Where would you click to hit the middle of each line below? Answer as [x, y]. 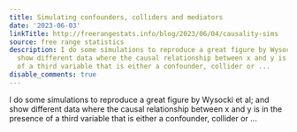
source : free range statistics [67, 42]
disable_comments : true [53, 75]
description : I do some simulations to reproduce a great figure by [138, 50]
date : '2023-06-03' [45, 26]
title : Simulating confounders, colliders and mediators [116, 17]
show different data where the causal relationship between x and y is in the [146, 109]
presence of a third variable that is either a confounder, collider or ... [133, 118]
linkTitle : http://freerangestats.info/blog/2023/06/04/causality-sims [144, 33]
